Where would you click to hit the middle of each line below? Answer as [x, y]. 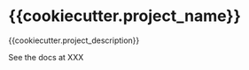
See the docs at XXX [46, 57]
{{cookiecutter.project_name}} [124, 16]
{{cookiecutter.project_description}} [74, 40]
